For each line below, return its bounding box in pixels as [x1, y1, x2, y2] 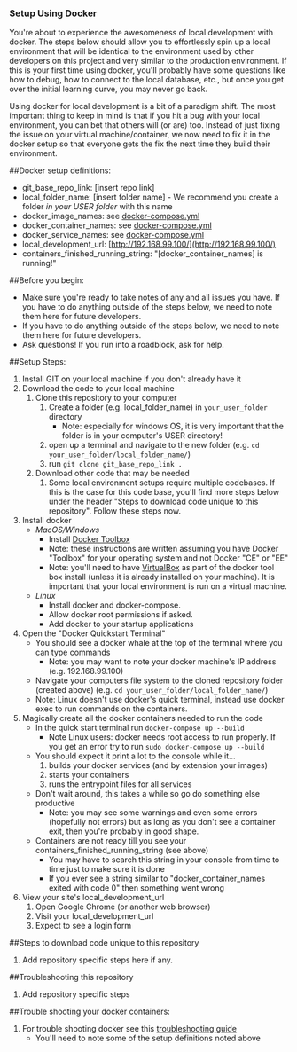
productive [35, 797, 75, 809]
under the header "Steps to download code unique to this [48, 496, 259, 507]
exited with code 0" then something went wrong [48, 883, 224, 893]
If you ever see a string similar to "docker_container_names [48, 873, 266, 884]
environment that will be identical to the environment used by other [9, 46, 254, 57]
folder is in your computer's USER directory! [61, 430, 223, 441]
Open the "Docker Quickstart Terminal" [21, 628, 166, 639]
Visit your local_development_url [35, 911, 154, 922]
